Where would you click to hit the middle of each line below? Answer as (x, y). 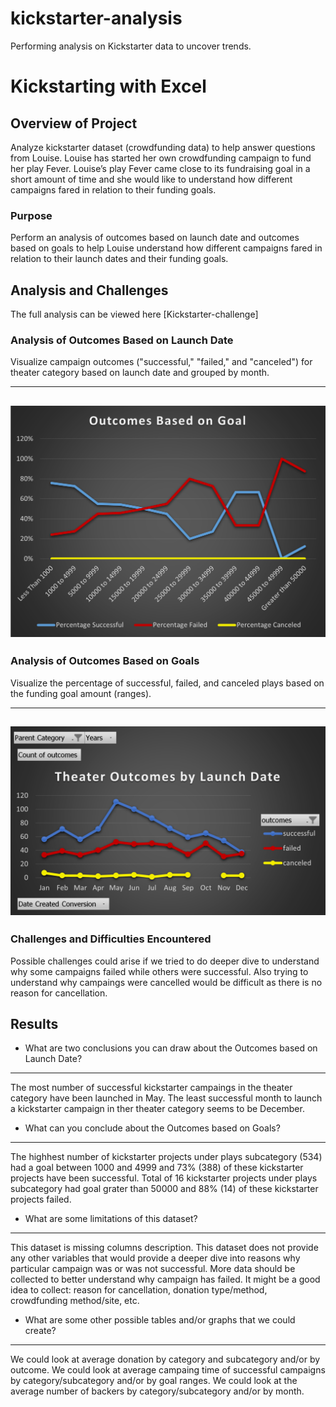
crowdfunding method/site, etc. (75, 1301)
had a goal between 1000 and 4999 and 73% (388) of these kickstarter (157, 1168)
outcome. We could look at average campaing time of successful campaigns (168, 1370)
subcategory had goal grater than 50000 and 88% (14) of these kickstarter (164, 1189)
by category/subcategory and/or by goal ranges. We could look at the (154, 1381)
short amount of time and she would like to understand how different (151, 179)
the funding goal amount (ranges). (81, 693)
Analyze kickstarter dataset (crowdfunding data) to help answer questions (163, 147)
